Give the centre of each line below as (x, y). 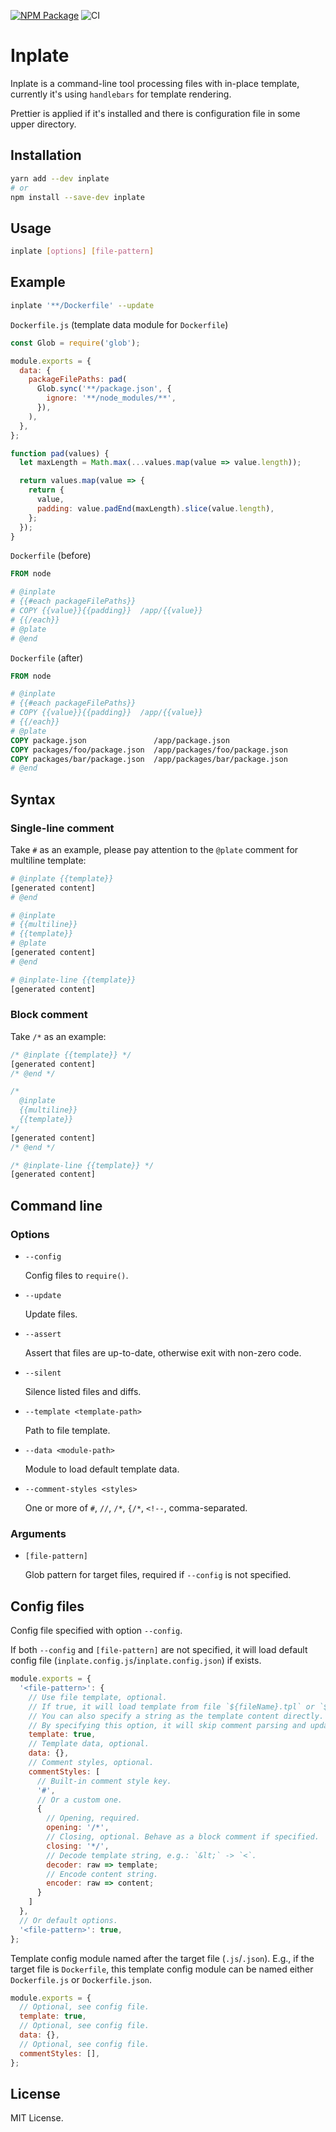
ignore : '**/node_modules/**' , (111, 398)
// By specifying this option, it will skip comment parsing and (167, 1725)
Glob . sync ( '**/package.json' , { (104, 389)
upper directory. (43, 124)
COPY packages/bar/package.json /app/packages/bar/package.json (149, 759)
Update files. (51, 1314)
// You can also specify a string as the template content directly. (176, 1716)
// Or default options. (68, 1920)
